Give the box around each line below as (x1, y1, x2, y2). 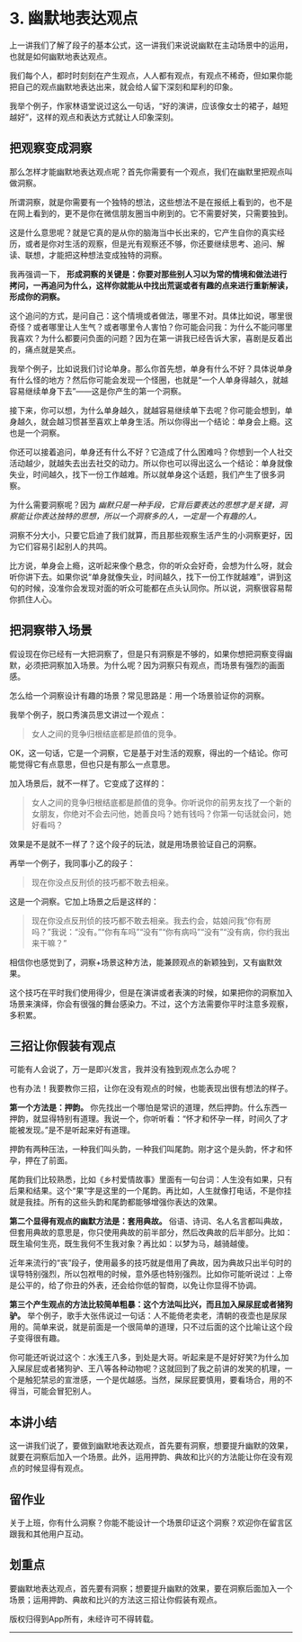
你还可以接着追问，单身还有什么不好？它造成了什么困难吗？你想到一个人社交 (9, 447, 293, 457)
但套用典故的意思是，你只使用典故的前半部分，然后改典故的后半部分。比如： (9, 1227, 293, 1238)
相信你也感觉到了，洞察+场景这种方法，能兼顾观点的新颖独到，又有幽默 (9, 956, 275, 968)
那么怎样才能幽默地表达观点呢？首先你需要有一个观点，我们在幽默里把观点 (9, 166, 285, 176)
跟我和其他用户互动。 (9, 1529, 88, 1539)
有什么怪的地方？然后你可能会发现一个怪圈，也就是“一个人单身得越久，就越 (9, 374, 289, 385)
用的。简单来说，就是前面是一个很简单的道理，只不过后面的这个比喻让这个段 (9, 1322, 293, 1332)
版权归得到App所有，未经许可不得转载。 (9, 1613, 159, 1624)
